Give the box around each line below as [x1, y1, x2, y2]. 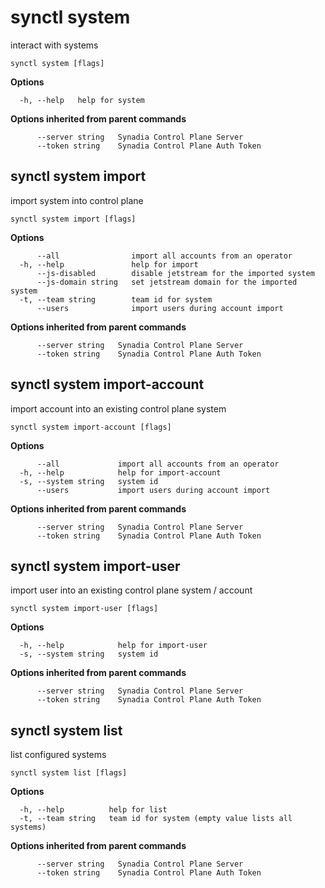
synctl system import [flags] [10, 214, 137, 224]
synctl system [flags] [10, 58, 105, 68]
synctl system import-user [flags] [10, 604, 159, 614]
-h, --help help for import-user [19, 641, 208, 651]
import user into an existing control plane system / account [10, 584, 253, 596]
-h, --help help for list [19, 805, 168, 815]
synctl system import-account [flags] [10, 422, 172, 432]
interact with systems [10, 39, 99, 51]
